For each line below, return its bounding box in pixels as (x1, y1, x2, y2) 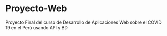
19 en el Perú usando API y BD (5, 24, 68, 30)
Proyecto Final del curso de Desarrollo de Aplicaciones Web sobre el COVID (5, 19, 162, 25)
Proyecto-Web (5, 3, 67, 14)
